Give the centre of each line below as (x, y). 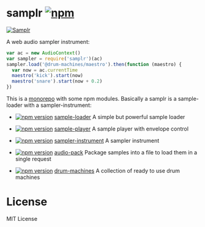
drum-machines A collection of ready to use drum (117, 171)
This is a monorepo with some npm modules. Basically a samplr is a (91, 99)
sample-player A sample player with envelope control (121, 129)
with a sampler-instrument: (58, 105)
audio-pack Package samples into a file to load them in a (126, 153)
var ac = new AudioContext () (43, 53)
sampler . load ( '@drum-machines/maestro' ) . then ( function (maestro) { (94, 64)
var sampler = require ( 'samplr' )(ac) (54, 59)
